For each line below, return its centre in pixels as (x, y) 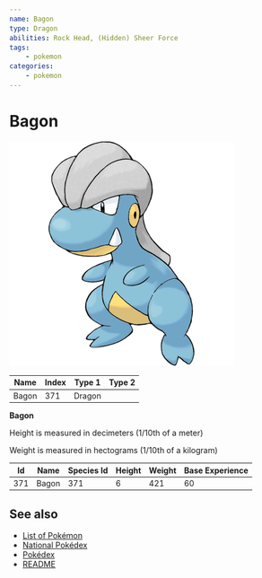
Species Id (88, 470)
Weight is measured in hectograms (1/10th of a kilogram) (114, 451)
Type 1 (87, 382)
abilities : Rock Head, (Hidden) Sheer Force (94, 38)
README (39, 565)
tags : (19, 48)
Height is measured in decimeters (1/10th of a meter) (106, 433)
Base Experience (216, 470)
